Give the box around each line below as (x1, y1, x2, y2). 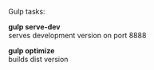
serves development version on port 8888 (8, 31, 147, 40)
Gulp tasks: (8, 7, 45, 16)
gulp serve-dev (8, 22, 61, 31)
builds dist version (8, 55, 69, 64)
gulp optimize (8, 46, 55, 55)
